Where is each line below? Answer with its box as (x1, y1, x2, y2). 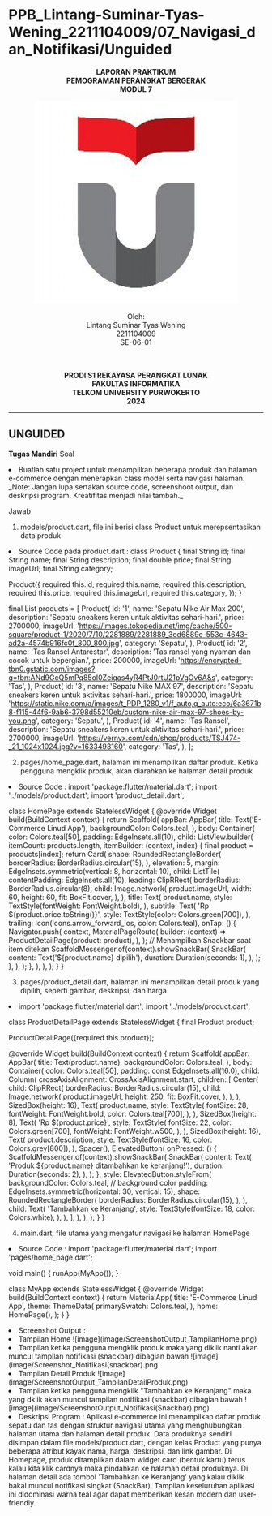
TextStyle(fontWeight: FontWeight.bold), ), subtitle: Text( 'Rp (8, 901, 210, 911)
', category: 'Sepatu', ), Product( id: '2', (118, 638, 249, 648)
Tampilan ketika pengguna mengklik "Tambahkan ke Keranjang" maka (19, 1385, 252, 1395)
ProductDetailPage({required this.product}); (8, 1032, 155, 1042)
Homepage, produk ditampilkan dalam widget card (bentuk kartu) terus (8, 1454, 246, 1464)
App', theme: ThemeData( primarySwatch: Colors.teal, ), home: (8, 1301, 219, 1311)
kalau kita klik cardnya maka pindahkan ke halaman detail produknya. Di (8, 1463, 249, 1473)
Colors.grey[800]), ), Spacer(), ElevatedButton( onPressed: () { (8, 1143, 217, 1153)
